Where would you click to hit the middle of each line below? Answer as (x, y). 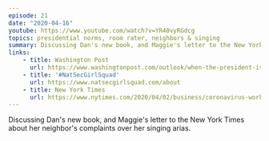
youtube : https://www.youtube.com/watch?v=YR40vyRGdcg (102, 30)
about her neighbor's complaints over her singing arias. (100, 128)
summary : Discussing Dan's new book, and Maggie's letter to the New (127, 45)
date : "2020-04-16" (41, 23)
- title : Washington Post (66, 61)
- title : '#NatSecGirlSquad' (71, 75)
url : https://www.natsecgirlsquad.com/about (105, 82)
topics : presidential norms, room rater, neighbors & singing (114, 38)
